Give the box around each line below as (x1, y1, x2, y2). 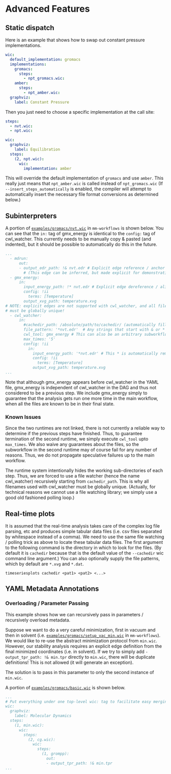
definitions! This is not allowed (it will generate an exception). (5, 659, 134, 665)
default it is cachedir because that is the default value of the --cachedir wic (5, 550, 164, 556)
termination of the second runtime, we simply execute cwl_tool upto (5, 436, 149, 442)
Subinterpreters (5, 211, 57, 220)
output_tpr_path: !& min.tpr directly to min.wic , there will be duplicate (5, 654, 155, 660)
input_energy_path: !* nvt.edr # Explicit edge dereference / (23, 284, 158, 290)
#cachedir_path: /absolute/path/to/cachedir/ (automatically (23, 322, 156, 328)
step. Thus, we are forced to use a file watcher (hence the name (5, 473, 140, 479)
